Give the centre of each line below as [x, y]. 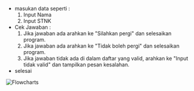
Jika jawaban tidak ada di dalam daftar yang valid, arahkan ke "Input [106, 58]
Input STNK [37, 21]
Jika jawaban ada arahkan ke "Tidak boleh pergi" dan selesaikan [101, 46]
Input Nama [37, 15]
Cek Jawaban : [33, 27]
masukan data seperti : [42, 9]
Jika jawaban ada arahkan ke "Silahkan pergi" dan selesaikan [97, 33]
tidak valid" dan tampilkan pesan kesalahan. [76, 65]
